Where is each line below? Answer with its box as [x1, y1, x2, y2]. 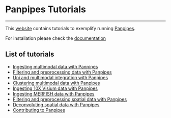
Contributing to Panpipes [12, 107, 65, 113]
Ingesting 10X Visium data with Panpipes [12, 85, 98, 91]
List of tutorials [5, 50, 54, 59]
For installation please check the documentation [5, 35, 106, 41]
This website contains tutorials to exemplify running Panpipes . [5, 25, 136, 31]
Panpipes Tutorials [5, 4, 87, 15]
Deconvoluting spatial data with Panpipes [12, 101, 100, 108]
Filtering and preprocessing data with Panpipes [12, 69, 112, 75]
